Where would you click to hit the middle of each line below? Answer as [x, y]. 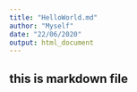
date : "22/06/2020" [46, 34]
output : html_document [51, 42]
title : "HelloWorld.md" [54, 17]
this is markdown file [68, 78]
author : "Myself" [42, 26]
